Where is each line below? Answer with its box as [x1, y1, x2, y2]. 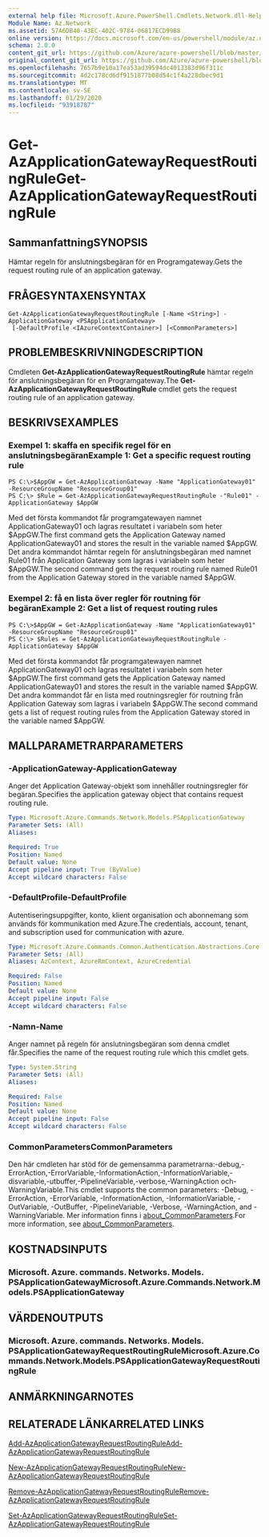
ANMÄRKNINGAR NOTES [8, 1390, 134, 1404]
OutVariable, [8, 1202, 50, 1211]
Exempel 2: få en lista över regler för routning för [8, 593, 202, 604]
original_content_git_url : [8, 57, 98, 65]
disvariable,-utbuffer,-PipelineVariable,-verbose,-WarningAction [8, 1176, 219, 1187]
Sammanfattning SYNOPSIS [8, 236, 148, 249]
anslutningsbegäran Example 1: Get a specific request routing [8, 450, 251, 461]
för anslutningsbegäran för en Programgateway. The [8, 375, 179, 385]
